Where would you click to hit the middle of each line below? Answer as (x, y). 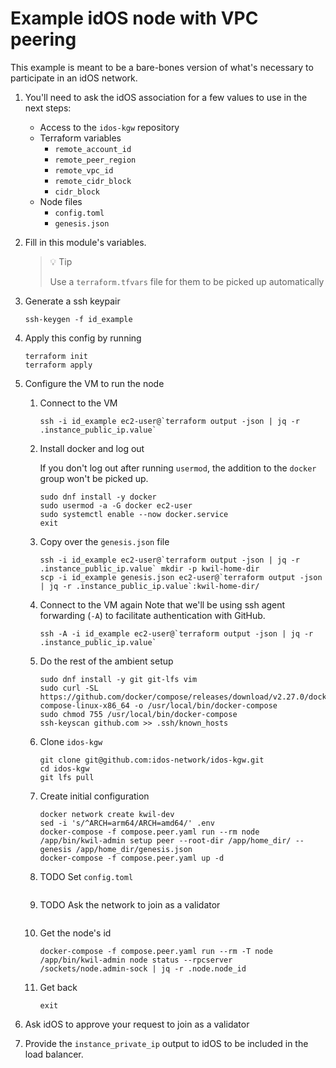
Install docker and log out (92, 448)
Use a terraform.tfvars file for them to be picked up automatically (187, 281)
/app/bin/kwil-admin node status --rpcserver (136, 960)
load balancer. (54, 1054)
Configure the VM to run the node (94, 383)
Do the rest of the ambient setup (106, 661)
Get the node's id (75, 933)
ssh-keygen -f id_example (78, 319)
